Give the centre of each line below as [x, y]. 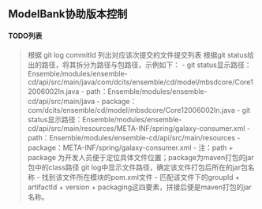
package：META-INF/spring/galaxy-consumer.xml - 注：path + [130, 147]
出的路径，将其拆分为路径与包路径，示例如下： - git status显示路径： [139, 65]
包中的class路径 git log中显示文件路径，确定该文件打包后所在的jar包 [138, 167]
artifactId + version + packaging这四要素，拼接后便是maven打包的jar [140, 187]
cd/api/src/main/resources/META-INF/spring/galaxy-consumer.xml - [139, 128]
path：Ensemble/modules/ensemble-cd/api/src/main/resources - [134, 137]
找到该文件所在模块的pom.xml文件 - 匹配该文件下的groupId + [141, 177]
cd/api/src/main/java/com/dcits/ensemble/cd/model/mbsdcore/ [131, 82]
